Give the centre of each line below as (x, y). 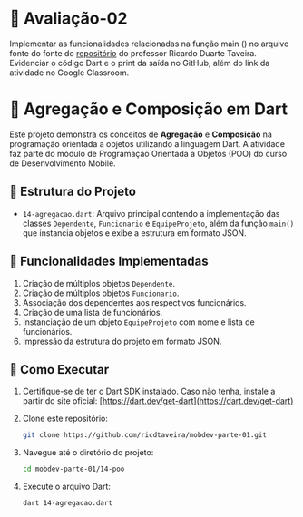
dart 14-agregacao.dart (68, 503)
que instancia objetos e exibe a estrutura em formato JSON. (134, 233)
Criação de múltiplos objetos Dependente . (98, 283)
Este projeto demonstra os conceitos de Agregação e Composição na (141, 134)
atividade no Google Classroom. (69, 73)
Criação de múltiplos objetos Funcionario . (101, 293)
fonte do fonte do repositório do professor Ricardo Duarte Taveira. (133, 53)
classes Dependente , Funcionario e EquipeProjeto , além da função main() (158, 223)
